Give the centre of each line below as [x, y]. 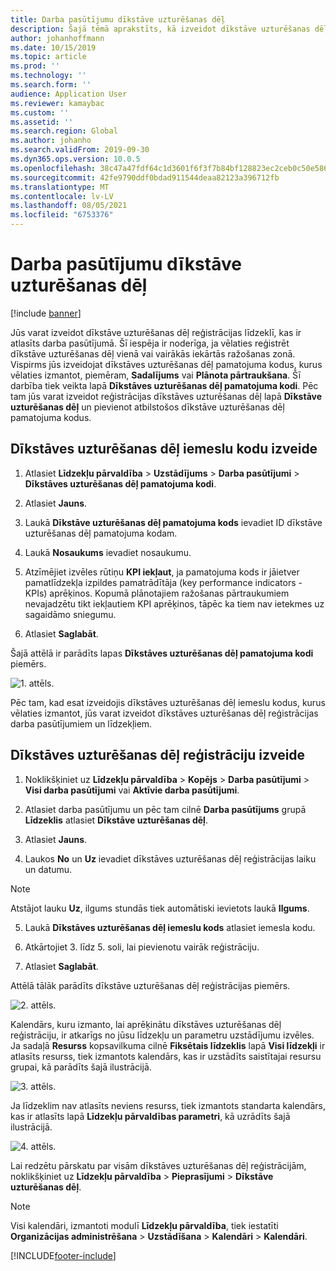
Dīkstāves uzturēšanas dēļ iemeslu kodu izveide [164, 449]
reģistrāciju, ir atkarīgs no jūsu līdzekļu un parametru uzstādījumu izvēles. [162, 1035]
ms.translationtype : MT [60, 187]
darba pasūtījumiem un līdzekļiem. [81, 723]
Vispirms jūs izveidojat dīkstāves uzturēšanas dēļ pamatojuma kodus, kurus [166, 364]
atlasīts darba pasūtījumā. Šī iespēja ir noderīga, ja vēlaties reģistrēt [150, 343]
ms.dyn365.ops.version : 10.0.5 [75, 159]
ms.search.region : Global [64, 131]
